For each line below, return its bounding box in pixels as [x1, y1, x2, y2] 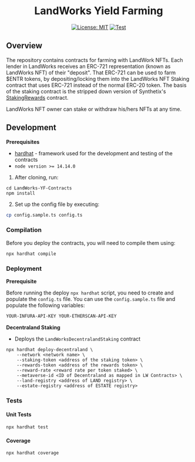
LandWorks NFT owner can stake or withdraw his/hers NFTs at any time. [6, 105, 182, 113]
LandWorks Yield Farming [34, 4, 163, 18]
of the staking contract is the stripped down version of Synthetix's [6, 87, 166, 95]
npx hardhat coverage [6, 450, 59, 456]
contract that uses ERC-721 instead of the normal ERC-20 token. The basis [6, 81, 187, 89]
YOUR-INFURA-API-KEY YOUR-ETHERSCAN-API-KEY [6, 313, 117, 319]
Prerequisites [6, 138, 40, 145]
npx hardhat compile [6, 251, 57, 257]
